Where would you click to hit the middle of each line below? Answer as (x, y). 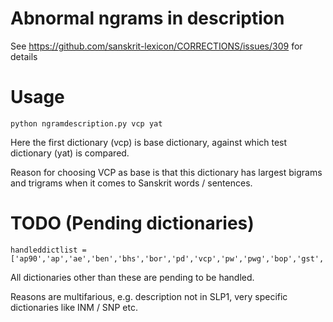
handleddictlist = (48, 250)
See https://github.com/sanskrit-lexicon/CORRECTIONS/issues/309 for (156, 46)
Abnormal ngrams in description (147, 18)
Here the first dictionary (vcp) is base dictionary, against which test (149, 142)
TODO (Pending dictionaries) (132, 223)
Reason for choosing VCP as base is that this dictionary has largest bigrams (166, 172)
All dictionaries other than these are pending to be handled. (132, 277)
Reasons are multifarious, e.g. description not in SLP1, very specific (149, 296)
